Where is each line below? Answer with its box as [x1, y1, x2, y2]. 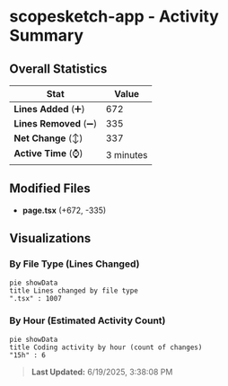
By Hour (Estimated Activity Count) [9, 314, 166, 327]
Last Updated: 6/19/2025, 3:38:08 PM [31, 366, 173, 377]
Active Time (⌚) [13, 147, 83, 159]
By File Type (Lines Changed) [9, 258, 140, 270]
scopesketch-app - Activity [9, 6, 220, 27]
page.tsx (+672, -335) [22, 205, 107, 215]
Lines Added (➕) [13, 103, 85, 115]
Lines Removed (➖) [13, 118, 97, 129]
